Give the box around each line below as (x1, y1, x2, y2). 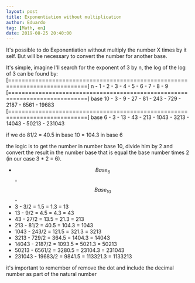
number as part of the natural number (6, 270, 97, 277)
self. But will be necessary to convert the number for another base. (6, 53, 168, 60)
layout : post (6, 8, 38, 15)
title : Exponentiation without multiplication (6, 14, 122, 20)
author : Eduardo (6, 19, 46, 25)
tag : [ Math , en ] (6, 25, 46, 31)
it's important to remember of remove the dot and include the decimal (6, 264, 174, 271)
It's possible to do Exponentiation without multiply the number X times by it (6, 46, 187, 53)
